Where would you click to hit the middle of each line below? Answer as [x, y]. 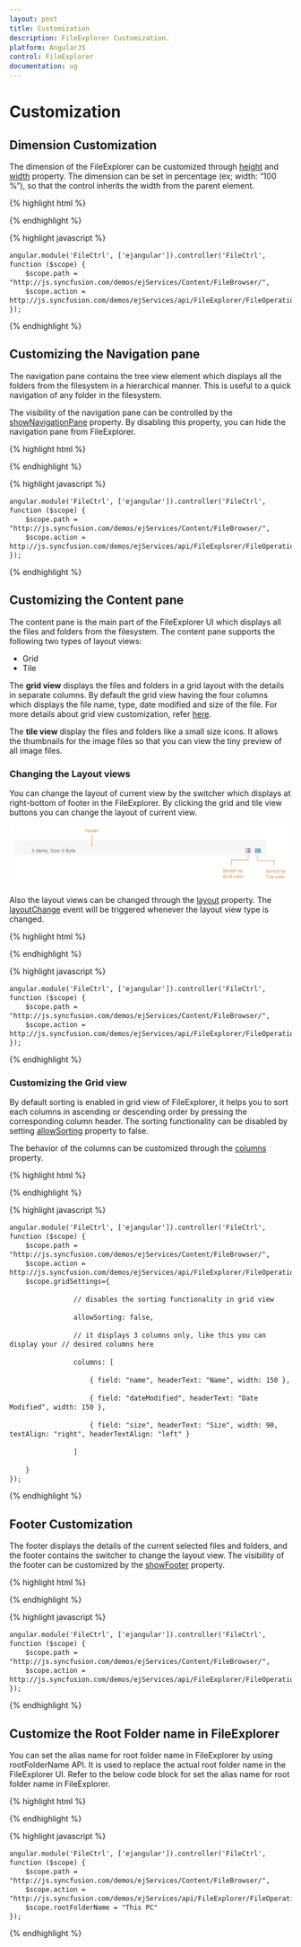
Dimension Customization [83, 145]
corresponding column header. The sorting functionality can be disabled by [149, 1121]
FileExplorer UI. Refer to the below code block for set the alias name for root [150, 1774]
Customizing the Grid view [69, 1083]
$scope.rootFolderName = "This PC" [92, 1908]
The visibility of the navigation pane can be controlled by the [121, 412]
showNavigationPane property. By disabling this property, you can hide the [148, 421]
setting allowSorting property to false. [79, 1131]
